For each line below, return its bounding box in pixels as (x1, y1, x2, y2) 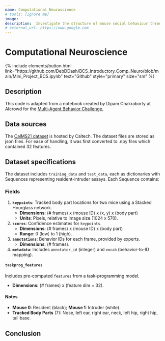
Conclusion (5, 329, 41, 338)
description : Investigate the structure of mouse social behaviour (5, 21, 148, 26)
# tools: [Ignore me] (5, 12, 50, 17)
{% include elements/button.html (5, 63, 72, 69)
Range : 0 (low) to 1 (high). (19, 230, 72, 236)
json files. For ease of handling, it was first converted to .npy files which (5, 138, 151, 144)
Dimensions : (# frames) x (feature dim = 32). (12, 283, 104, 288)
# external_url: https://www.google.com (5, 26, 89, 30)
